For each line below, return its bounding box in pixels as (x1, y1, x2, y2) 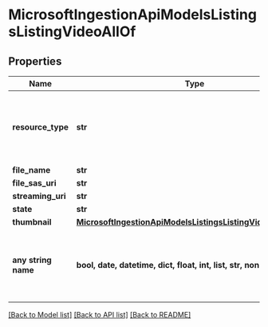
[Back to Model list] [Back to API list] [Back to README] (8, 310, 191, 319)
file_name (12, 165, 51, 175)
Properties (8, 54, 62, 68)
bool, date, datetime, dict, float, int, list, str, (76, 260, 243, 270)
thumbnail (12, 217, 52, 227)
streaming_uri (12, 190, 66, 201)
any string (12, 254, 52, 265)
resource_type (12, 122, 69, 133)
